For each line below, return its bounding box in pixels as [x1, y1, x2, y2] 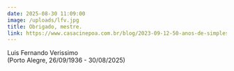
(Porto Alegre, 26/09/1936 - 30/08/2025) [7, 56, 125, 65]
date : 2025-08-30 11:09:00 [7, 10, 86, 17]
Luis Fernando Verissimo [7, 49, 79, 57]
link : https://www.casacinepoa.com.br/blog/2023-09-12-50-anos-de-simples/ [7, 29, 232, 37]
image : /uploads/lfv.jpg [7, 17, 79, 24]
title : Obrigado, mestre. [7, 23, 82, 30]
